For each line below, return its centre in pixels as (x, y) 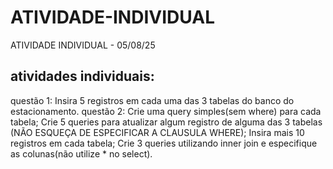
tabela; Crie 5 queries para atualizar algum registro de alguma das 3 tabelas (166, 122)
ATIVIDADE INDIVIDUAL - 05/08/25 (83, 45)
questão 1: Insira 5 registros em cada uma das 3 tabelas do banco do (152, 100)
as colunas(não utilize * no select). (81, 153)
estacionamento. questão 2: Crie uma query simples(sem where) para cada (166, 111)
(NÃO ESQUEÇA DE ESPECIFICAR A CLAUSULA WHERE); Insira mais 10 (157, 132)
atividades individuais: (82, 76)
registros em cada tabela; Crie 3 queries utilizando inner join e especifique (164, 143)
